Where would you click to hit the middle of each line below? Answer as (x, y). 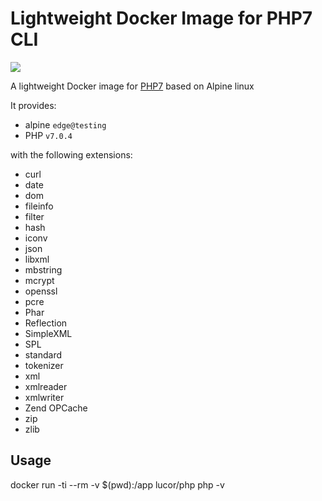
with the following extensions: (71, 154)
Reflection (46, 323)
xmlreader (46, 386)
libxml (37, 259)
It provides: (33, 105)
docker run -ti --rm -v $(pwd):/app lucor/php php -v (117, 484)
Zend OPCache (56, 408)
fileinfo (39, 206)
